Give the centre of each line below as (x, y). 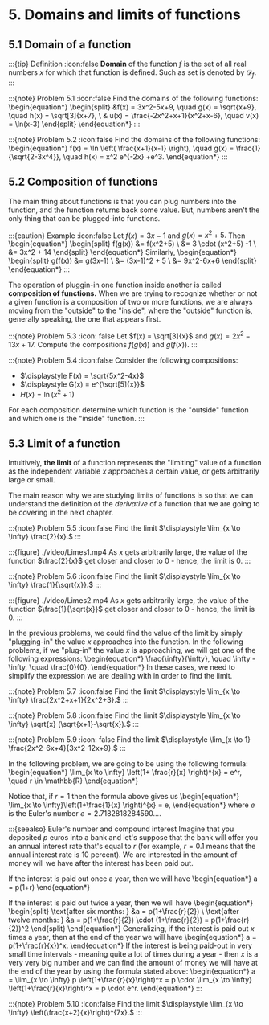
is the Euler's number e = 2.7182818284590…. (85, 814)
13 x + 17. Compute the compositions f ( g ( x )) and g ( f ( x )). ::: (103, 344)
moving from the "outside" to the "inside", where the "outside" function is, (130, 310)
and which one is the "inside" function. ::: (76, 418)
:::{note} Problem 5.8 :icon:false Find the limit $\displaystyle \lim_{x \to (124, 715)
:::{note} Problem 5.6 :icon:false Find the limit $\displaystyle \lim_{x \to (124, 576)
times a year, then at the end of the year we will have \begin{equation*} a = (132, 937)
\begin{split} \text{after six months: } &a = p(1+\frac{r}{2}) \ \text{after (124, 912)
